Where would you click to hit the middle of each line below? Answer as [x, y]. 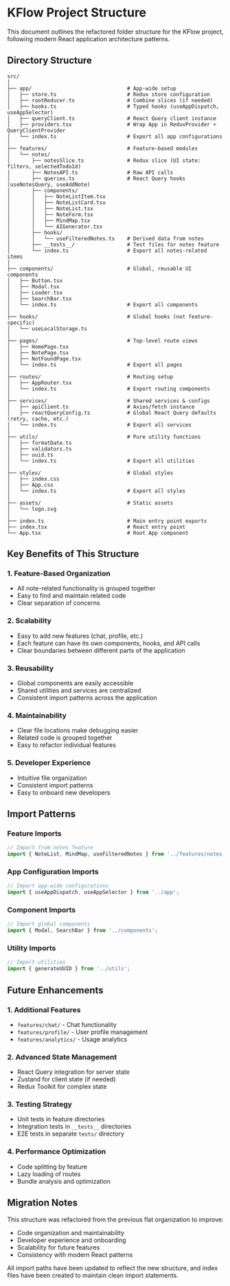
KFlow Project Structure [77, 13]
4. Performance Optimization [57, 1151]
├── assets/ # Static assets [90, 503]
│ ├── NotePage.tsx [38, 353]
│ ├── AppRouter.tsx [39, 382]
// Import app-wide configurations [58, 886]
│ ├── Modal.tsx [33, 286]
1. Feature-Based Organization [59, 573]
